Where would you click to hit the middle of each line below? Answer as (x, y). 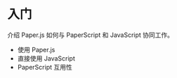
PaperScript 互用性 (45, 67)
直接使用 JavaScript (46, 58)
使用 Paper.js (36, 49)
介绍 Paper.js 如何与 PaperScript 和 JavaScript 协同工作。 (91, 35)
